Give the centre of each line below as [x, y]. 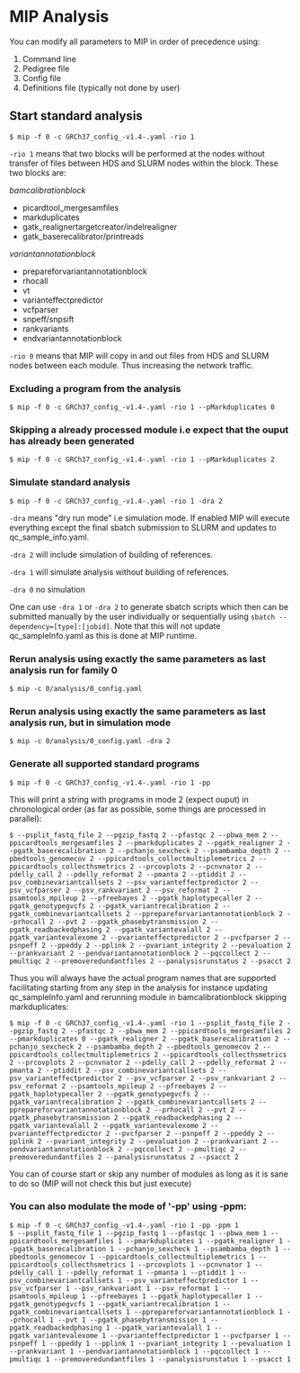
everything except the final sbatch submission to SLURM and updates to [143, 527]
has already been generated [72, 441]
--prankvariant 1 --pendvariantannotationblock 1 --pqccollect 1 [134, 1351]
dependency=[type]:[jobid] [60, 627]
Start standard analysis [76, 116]
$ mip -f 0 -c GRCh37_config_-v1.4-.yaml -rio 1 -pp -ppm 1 [124, 1225]
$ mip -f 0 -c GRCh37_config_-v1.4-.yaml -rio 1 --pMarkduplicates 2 [142, 460]
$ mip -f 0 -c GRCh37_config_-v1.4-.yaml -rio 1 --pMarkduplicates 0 [142, 407]
